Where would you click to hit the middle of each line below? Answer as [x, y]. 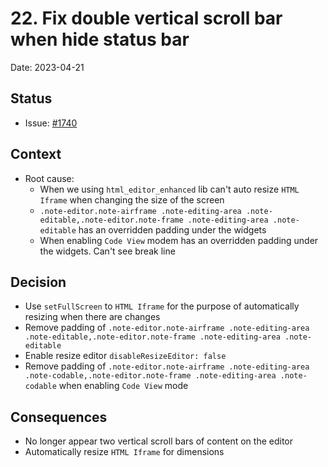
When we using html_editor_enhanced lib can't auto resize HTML [169, 189]
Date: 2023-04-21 [47, 67]
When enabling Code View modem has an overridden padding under [179, 240]
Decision [38, 282]
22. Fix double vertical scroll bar [146, 18]
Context [36, 154]
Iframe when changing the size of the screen [132, 199]
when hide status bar [100, 39]
